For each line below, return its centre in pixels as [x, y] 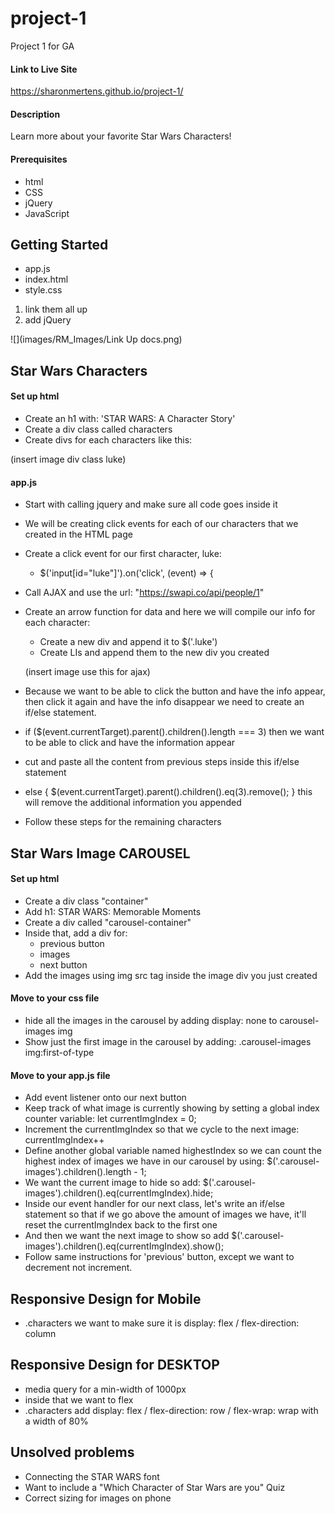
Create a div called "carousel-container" [108, 922]
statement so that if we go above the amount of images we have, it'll [165, 1214]
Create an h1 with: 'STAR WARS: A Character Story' [130, 418]
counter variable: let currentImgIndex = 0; [110, 1119]
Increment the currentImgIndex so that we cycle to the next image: [162, 1129]
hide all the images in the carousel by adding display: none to [151, 1020]
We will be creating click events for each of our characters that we [161, 524]
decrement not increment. [78, 1268]
